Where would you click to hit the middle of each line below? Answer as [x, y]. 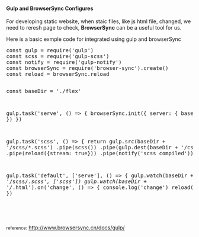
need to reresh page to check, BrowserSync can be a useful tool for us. [94, 28]
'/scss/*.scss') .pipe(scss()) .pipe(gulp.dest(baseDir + [92, 148]
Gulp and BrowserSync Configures [50, 8]
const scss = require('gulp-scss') [58, 57]
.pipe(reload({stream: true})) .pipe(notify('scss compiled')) [100, 153]
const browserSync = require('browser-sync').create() [87, 68]
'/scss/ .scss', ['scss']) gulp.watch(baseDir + [76, 182]
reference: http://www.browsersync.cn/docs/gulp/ [66, 228]
